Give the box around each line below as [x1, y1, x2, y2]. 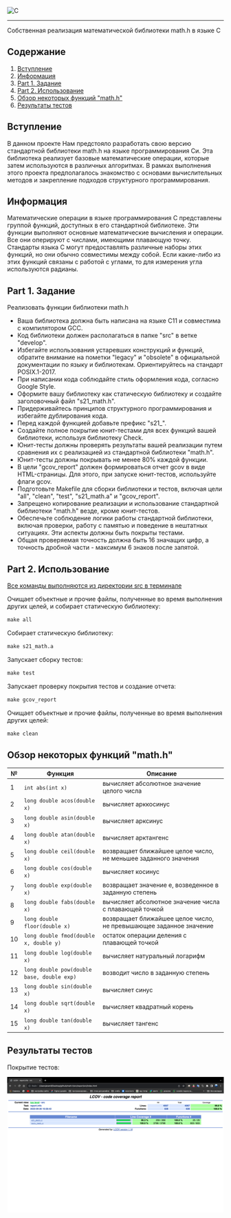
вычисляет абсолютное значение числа [102, 897, 220, 906]
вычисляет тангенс [102, 1019, 159, 1027]
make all [7, 617, 32, 623]
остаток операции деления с [102, 931, 187, 939]
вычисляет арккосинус [102, 800, 170, 808]
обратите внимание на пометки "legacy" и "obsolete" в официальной [16, 353, 220, 361]
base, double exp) [23, 974, 77, 981]
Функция [47, 769, 74, 778]
